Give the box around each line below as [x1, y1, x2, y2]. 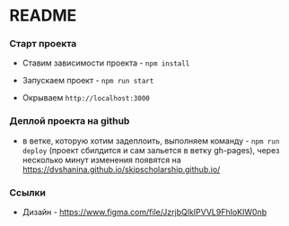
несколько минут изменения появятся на [22, 154, 181, 165]
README [9, 5, 77, 26]
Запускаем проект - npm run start [22, 75, 154, 86]
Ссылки [9, 186, 47, 198]
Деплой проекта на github [9, 115, 130, 127]
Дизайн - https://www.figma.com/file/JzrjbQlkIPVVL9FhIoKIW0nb [22, 207, 267, 218]
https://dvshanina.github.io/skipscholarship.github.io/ [22, 163, 221, 175]
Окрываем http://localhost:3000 [22, 92, 150, 103]
